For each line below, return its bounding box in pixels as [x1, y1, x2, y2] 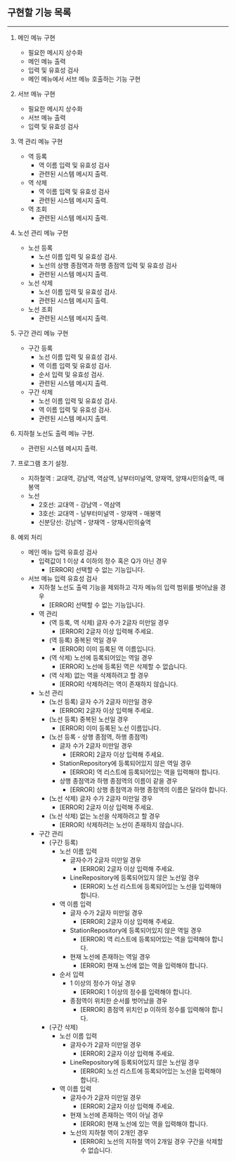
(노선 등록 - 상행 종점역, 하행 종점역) [48, 732, 148, 741]
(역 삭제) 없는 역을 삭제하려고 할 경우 [48, 671, 150, 679]
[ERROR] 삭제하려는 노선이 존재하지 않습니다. [59, 820, 184, 829]
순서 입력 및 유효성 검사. [38, 370, 104, 379]
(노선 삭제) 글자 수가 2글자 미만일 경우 [48, 794, 153, 802]
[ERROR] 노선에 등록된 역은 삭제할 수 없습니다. [59, 662, 188, 671]
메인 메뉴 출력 [27, 57, 66, 65]
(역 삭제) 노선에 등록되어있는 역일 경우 [48, 653, 153, 661]
